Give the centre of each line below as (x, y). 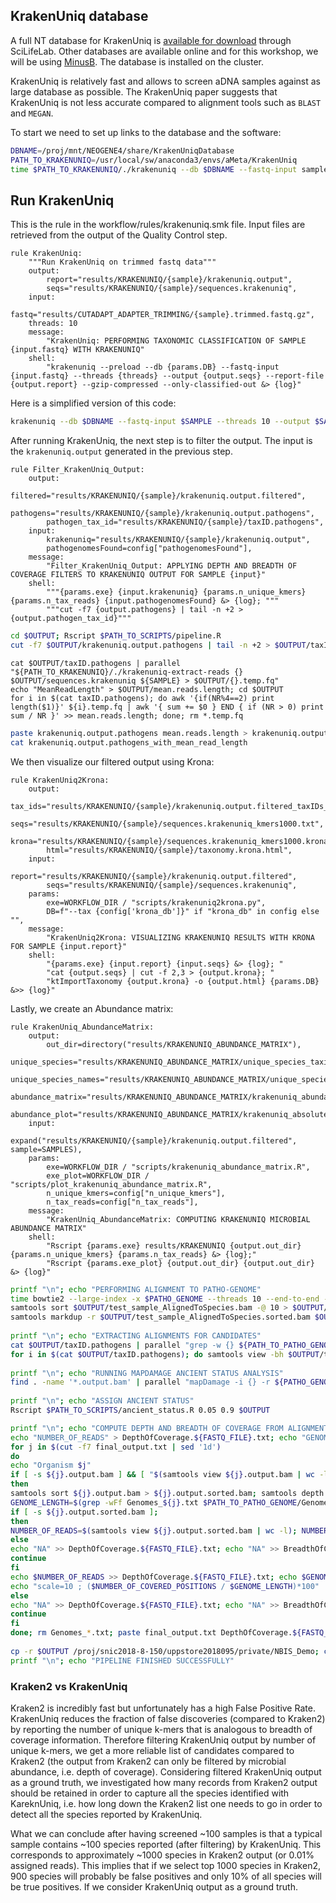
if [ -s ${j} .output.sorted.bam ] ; (84, 1512)
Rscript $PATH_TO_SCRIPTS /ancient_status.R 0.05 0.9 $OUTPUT (140, 1410)
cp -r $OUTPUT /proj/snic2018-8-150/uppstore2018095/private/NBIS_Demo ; (165, 1651)
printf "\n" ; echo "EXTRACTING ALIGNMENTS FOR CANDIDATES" (136, 1336)
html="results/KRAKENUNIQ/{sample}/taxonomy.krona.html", (169, 850)
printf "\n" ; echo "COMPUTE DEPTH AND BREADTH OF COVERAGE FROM (147, 1428)
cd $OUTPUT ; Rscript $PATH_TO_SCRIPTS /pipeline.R (116, 636)
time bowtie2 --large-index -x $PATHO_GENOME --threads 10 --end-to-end (165, 1299)
